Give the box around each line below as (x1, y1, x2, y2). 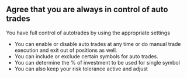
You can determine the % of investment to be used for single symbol (14, 59, 180, 66)
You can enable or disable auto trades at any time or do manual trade (14, 40, 181, 47)
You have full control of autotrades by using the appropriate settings (6, 29, 171, 36)
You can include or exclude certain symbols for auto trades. (14, 52, 159, 60)
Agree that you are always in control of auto (6, 5, 168, 15)
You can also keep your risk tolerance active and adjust (14, 65, 148, 72)
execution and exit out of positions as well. (14, 47, 117, 54)
